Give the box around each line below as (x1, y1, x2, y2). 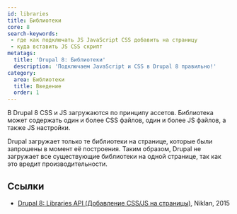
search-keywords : (7, 30, 59, 37)
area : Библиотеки (13, 76, 65, 83)
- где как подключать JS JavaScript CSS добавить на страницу (10, 37, 198, 44)
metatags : (7, 50, 37, 57)
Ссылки (7, 180, 45, 192)
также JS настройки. (7, 124, 71, 132)
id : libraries (7, 10, 50, 18)
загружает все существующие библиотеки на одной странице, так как (7, 153, 221, 161)
